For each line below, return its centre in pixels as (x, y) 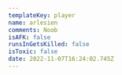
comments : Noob (33, 30)
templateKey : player (42, 15)
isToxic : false (33, 52)
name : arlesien (33, 23)
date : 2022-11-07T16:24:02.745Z (61, 59)
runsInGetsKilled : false (49, 45)
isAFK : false (30, 37)
